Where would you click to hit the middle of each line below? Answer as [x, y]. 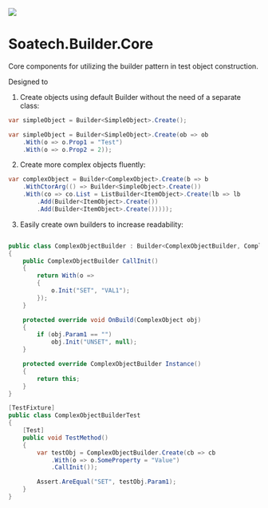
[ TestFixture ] [32, 408]
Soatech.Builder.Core [81, 44]
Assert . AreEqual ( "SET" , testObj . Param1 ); [107, 482]
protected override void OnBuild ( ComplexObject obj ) [112, 319]
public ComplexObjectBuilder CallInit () [91, 261]
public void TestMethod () [66, 438]
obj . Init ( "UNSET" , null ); [94, 342]
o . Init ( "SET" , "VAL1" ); [90, 291]
